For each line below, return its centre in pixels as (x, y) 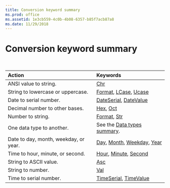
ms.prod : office (22, 15)
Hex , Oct (107, 108)
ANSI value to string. (32, 84)
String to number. (29, 170)
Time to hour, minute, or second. (46, 154)
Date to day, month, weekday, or (46, 139)
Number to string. (29, 116)
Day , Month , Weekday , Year (129, 143)
